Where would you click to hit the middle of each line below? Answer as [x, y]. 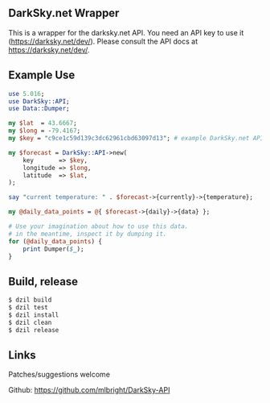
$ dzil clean [30, 322]
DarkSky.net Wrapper [64, 13]
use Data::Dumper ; [39, 109]
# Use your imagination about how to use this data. [98, 226]
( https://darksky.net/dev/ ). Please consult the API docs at [103, 41]
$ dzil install [34, 315]
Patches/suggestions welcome [59, 375]
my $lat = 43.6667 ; [43, 123]
